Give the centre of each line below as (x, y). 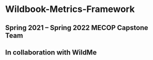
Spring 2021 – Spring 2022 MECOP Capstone (77, 28)
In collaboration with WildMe (51, 52)
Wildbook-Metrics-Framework (70, 9)
